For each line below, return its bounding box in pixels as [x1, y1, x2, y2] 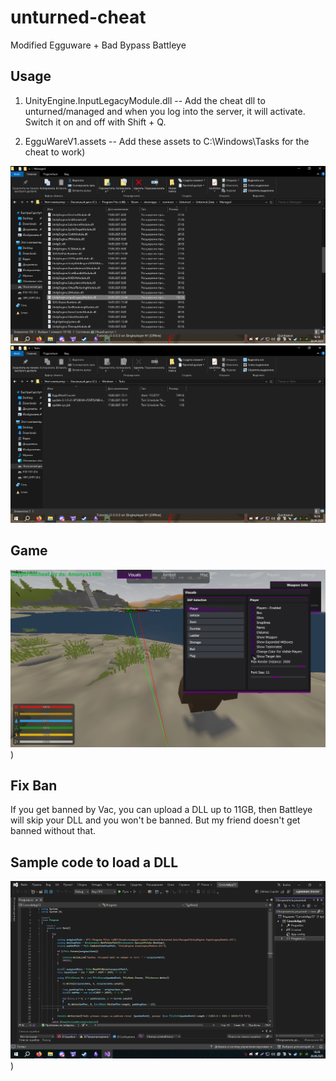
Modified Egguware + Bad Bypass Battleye [10, 39, 187, 51]
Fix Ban [10, 777, 58, 794]
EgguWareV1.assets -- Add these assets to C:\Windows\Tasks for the [24, 135, 310, 147]
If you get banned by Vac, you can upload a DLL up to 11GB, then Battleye [10, 804, 313, 816]
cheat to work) [24, 146, 86, 158]
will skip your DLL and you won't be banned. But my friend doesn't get [10, 814, 301, 826]
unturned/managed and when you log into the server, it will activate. [24, 105, 306, 117]
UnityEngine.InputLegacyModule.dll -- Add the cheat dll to [24, 94, 266, 106]
